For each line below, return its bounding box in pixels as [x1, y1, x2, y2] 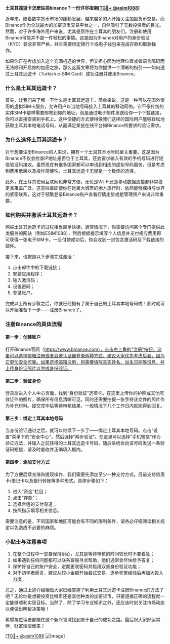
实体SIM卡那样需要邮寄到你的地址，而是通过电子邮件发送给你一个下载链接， [5, 110, 164, 116]
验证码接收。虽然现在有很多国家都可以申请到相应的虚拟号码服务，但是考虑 [9, 162, 165, 168]
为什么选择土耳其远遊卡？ [5, 136, 68, 143]
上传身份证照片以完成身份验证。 [5, 366, 72, 372]
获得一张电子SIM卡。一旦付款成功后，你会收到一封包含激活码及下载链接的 [9, 236, 164, 243]
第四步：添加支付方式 [5, 459, 50, 465]
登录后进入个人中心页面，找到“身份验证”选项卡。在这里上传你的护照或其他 [5, 390, 160, 396]
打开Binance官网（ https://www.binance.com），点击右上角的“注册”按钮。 [5, 346, 158, 352]
